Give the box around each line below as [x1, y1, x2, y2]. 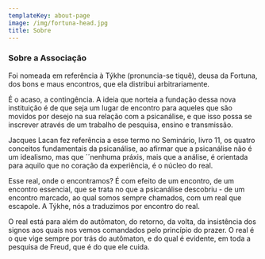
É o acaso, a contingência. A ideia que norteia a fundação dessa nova [8, 95, 236, 104]
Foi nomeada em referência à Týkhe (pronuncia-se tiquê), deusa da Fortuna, [8, 71, 258, 80]
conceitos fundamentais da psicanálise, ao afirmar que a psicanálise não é [8, 144, 252, 153]
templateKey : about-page [8, 11, 90, 20]
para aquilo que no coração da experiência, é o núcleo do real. [8, 160, 213, 170]
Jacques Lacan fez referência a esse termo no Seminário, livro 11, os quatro [8, 135, 255, 145]
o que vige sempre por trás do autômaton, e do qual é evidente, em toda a [8, 234, 252, 243]
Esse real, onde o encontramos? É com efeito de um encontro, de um [8, 176, 235, 185]
